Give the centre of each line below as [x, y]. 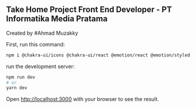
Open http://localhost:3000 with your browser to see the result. [83, 99]
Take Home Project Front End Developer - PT [89, 10]
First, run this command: [36, 44]
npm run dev [21, 77]
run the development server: [40, 66]
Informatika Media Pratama [57, 19]
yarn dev [17, 88]
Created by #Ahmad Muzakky [42, 33]
